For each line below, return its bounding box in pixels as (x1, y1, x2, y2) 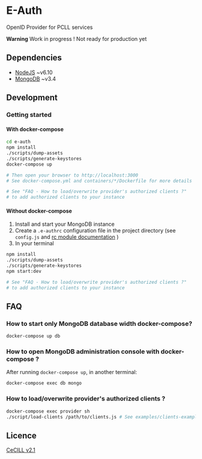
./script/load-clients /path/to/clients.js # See (6, 414, 133, 420)
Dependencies (6, 52, 62, 63)
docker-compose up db (6, 333, 61, 339)
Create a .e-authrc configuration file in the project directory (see (14, 227, 176, 234)
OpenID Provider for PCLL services (6, 23, 93, 31)
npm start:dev (6, 268, 42, 274)
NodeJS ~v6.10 (14, 69, 53, 76)
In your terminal (14, 240, 54, 247)
